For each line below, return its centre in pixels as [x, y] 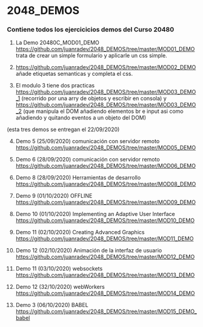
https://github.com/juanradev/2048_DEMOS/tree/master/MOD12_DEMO [105, 257]
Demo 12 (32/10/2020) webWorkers [60, 287]
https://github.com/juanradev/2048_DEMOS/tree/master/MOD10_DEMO [105, 221]
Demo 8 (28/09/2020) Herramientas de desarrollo [78, 178]
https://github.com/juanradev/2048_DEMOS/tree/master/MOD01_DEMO [105, 49]
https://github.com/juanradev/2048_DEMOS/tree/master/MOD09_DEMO [106, 202]
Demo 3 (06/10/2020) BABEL [52, 305]
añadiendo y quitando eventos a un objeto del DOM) [81, 118]
